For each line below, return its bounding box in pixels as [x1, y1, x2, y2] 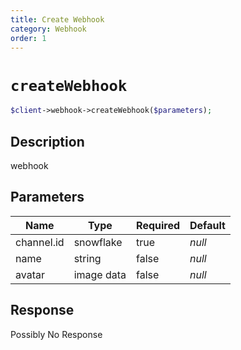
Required [136, 218, 181, 232]
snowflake [73, 235, 123, 249]
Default [189, 218, 226, 232]
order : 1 [10, 33, 47, 43]
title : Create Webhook [10, 14, 105, 25]
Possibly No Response [10, 328, 103, 340]
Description [10, 133, 85, 150]
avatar [15, 267, 45, 281]
